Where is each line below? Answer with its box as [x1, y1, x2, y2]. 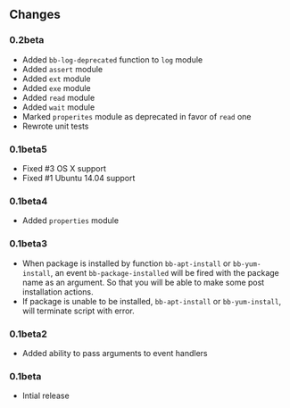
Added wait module [21, 102, 95, 112]
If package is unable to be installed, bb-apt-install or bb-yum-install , [21, 296, 282, 306]
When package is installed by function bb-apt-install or [21, 258, 232, 269]
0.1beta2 [9, 328, 47, 340]
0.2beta [9, 34, 45, 46]
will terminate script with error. [21, 305, 136, 316]
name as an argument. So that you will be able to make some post [21, 277, 265, 287]
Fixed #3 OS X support [21, 162, 107, 173]
